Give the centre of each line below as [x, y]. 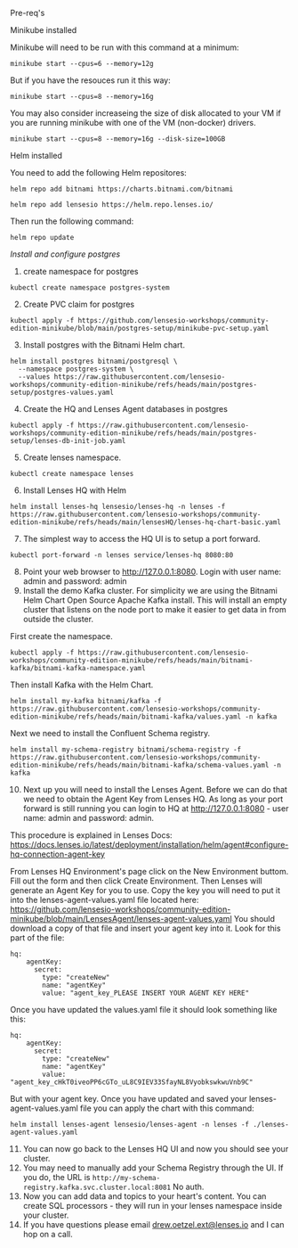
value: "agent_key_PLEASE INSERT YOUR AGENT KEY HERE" [146, 993]
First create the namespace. [62, 636]
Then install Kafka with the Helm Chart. [82, 685]
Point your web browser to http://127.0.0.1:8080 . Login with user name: [152, 571]
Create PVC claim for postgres [79, 304]
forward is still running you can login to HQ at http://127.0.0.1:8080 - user [156, 809]
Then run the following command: [72, 221]
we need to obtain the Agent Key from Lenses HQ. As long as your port [153, 799]
